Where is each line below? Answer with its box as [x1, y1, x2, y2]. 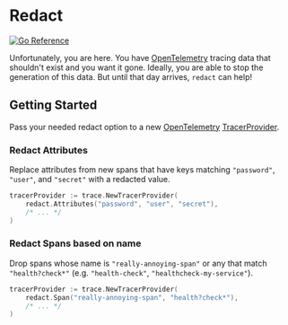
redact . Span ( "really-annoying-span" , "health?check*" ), [25, 293, 240, 302]
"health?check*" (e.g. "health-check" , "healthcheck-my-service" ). [9, 267, 254, 278]
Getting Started [9, 98, 98, 113]
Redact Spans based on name [9, 237, 142, 250]
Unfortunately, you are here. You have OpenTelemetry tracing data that [9, 52, 271, 63]
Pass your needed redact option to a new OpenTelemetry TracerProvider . [9, 121, 280, 132]
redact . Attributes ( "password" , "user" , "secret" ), [25, 199, 219, 208]
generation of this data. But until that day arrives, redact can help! [9, 71, 253, 82]
